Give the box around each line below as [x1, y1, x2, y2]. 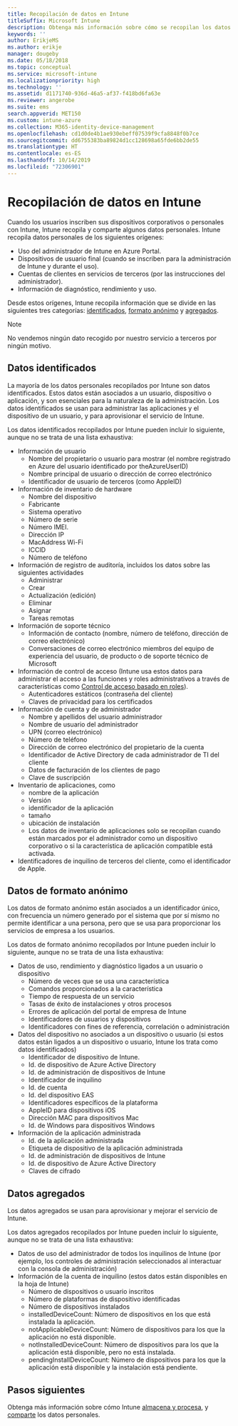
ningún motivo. [7, 341, 51, 350]
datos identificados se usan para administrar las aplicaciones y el [7, 404, 200, 412]
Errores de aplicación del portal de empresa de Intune [28, 1007, 187, 1016]
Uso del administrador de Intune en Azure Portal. [17, 246, 162, 255]
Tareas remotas [28, 614, 75, 622]
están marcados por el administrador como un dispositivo [28, 834, 198, 842]
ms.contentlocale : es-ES [7, 150, 81, 157]
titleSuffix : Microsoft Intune [7, 17, 100, 24]
